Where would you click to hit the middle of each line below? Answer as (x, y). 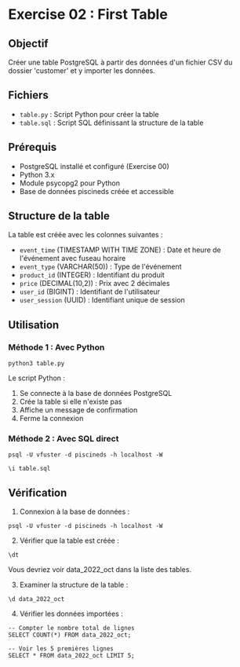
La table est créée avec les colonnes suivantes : (85, 235)
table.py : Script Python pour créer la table (89, 114)
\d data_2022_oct (36, 599)
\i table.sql (29, 469)
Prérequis (33, 147)
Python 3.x (37, 174)
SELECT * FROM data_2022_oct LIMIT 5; (71, 656)
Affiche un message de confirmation (78, 410)
